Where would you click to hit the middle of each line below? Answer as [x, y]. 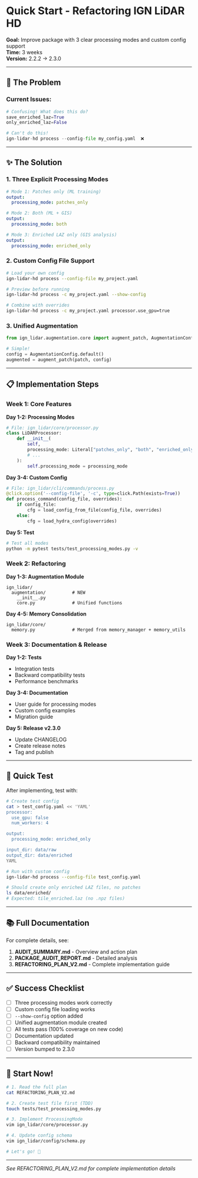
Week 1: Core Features [39, 404]
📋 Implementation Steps [52, 384]
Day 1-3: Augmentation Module [45, 577]
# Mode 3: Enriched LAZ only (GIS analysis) [62, 235]
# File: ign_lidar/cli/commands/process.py [60, 488]
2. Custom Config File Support [50, 261]
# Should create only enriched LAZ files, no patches [74, 888]
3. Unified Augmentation [42, 326]
